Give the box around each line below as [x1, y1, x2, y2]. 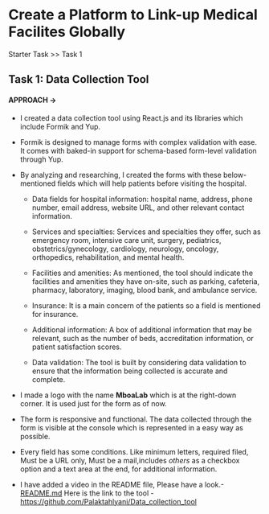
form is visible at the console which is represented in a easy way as [19, 422, 243, 432]
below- [223, 170, 247, 179]
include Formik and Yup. [19, 121, 101, 131]
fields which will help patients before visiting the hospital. [57, 179, 247, 188]
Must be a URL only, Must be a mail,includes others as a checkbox [19, 455, 240, 465]
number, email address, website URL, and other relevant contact [31, 203, 245, 212]
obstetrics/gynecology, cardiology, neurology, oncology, [31, 244, 219, 253]
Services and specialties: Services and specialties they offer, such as [31, 227, 261, 236]
